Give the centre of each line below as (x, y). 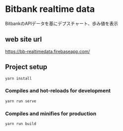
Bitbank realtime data (50, 9)
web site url (23, 39)
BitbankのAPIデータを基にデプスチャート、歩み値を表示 (62, 23)
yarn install (19, 78)
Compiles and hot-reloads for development (58, 91)
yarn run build (21, 124)
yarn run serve (21, 101)
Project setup (26, 67)
